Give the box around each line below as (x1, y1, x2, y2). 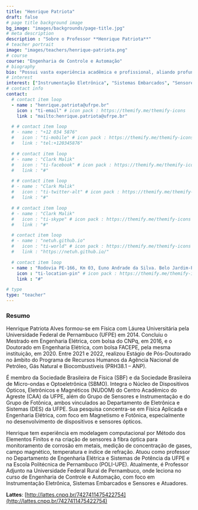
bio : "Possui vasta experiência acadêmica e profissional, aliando (6, 69, 176, 75)
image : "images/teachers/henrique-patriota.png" (6, 47, 128, 53)
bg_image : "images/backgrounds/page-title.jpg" (6, 25, 126, 31)
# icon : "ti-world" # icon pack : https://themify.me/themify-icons (11, 243, 192, 249)
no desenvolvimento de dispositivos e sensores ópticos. (6, 418, 143, 425)
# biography (6, 63, 35, 70)
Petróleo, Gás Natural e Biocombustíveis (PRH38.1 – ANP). (6, 363, 147, 370)
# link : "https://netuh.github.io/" (11, 249, 110, 255)
